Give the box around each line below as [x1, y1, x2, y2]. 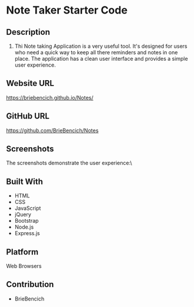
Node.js [14, 223, 34, 230]
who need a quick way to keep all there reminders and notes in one [14, 49, 178, 56]
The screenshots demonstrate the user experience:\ [6, 160, 133, 167]
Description [6, 27, 50, 37]
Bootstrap [14, 217, 39, 225]
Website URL [6, 78, 54, 88]
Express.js [14, 230, 40, 237]
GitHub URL [6, 111, 50, 121]
